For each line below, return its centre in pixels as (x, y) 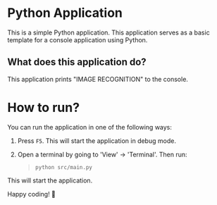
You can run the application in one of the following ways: (90, 127)
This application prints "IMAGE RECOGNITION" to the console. (98, 79)
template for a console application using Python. (77, 39)
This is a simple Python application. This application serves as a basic (108, 32)
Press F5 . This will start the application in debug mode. (97, 141)
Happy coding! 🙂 (32, 194)
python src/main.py (64, 167)
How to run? (43, 107)
